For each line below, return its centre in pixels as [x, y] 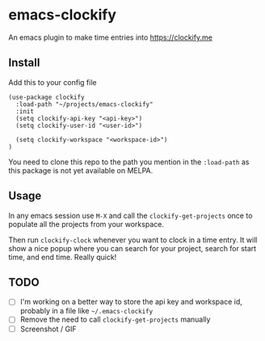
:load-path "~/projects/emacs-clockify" [84, 104]
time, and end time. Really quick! [63, 257]
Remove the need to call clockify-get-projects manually [115, 320]
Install [24, 63]
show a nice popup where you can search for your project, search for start [132, 248]
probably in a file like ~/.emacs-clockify [86, 311]
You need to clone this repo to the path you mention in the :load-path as [129, 162]
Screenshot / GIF [48, 329]
